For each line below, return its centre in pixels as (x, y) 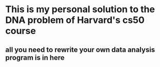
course (21, 31)
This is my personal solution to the (80, 9)
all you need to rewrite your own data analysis (80, 49)
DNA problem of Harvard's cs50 (75, 20)
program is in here (35, 58)
